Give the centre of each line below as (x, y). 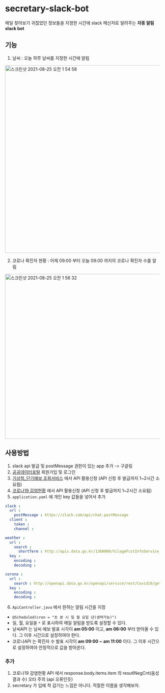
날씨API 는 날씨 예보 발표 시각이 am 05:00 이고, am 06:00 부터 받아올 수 (83, 629)
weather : (15, 538)
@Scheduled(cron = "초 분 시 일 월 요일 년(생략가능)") (64, 618)
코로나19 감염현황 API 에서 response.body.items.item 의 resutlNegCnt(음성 (86, 673)
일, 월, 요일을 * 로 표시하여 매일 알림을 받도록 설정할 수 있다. (69, 623)
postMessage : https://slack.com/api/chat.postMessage (71, 515)
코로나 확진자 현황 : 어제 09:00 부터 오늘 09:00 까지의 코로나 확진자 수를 (82, 260)
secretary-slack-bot (47, 9)
